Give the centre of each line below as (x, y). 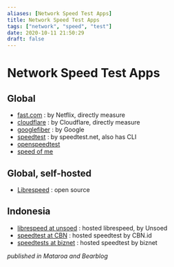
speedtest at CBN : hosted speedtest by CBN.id (85, 235)
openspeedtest (39, 145)
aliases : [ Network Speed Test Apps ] (59, 13)
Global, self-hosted (49, 173)
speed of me (35, 151)
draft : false (26, 39)
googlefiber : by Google (51, 130)
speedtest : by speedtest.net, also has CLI (77, 137)
